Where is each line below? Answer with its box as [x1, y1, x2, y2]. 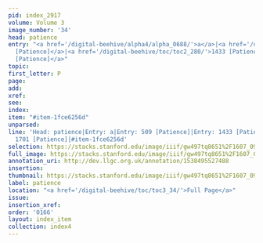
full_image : [8, 150, 47, 158]
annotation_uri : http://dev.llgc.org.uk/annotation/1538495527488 [8, 158, 229, 165]
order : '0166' [8, 209, 55, 216]
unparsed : [8, 121, 41, 129]
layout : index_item [8, 216, 72, 223]
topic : [8, 63, 30, 71]
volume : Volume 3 [8, 19, 65, 27]
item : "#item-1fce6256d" [8, 114, 89, 121]
